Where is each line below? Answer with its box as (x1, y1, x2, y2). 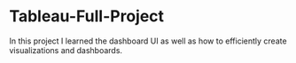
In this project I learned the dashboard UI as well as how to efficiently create (9, 35, 287, 46)
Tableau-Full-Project (9, 6, 165, 27)
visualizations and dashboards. (9, 44, 122, 55)
